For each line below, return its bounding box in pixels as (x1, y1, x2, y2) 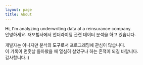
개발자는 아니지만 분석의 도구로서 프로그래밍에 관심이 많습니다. (5, 42, 126, 48)
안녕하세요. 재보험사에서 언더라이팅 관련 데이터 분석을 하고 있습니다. (5, 31, 136, 37)
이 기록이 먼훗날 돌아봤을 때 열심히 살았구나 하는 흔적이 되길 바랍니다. (5, 48, 139, 54)
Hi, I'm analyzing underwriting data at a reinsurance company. (5, 25, 132, 31)
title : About (5, 12, 32, 17)
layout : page (5, 7, 32, 12)
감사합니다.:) (5, 54, 30, 60)
